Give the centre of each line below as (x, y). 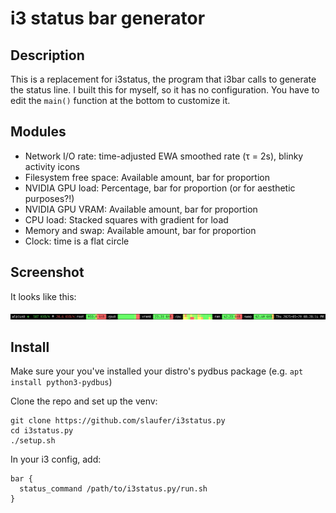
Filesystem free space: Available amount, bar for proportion (147, 177)
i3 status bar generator (108, 18)
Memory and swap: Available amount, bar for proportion (140, 230)
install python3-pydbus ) (61, 382)
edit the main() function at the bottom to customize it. (120, 100)
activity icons (52, 166)
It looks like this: (43, 296)
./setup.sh (33, 441)
